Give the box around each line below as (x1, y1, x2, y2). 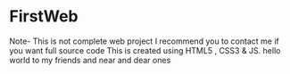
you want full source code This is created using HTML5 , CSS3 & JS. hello (9, 45, 281, 55)
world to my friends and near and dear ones (9, 54, 171, 65)
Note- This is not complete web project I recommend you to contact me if (9, 36, 279, 46)
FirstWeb (9, 6, 79, 27)
